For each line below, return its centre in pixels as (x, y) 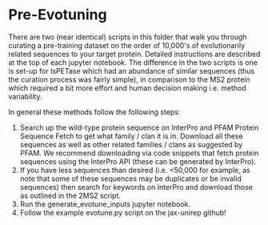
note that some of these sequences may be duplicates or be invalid (131, 179)
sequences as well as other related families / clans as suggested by (131, 144)
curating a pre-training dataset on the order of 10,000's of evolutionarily (127, 45)
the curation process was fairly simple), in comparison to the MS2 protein (129, 79)
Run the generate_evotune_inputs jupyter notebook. (105, 204)
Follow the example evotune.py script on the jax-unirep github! (123, 212)
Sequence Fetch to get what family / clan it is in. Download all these (131, 136)
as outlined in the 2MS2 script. (70, 195)
